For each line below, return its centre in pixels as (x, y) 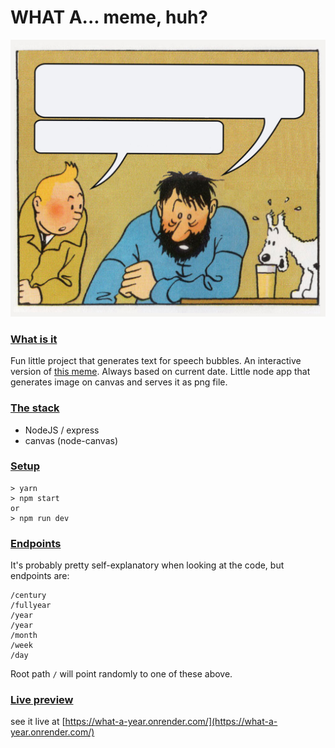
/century (28, 596)
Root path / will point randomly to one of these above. (121, 674)
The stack (35, 408)
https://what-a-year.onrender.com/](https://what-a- (171, 722)
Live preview (42, 700)
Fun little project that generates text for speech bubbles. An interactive (156, 361)
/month (24, 636)
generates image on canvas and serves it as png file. (119, 382)
